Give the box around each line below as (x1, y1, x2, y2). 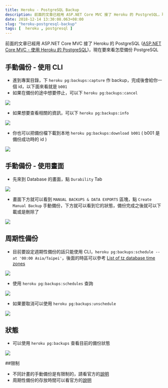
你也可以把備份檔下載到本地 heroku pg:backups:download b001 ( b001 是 (12, 130, 160, 136)
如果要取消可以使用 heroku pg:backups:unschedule (12, 300, 116, 307)
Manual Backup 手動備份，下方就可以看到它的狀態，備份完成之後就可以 (12, 202, 157, 209)
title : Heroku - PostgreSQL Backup (5, 7, 79, 13)
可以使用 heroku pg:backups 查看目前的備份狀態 (12, 340, 110, 346)
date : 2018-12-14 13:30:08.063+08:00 (5, 17, 84, 22)
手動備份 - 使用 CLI (5, 63, 63, 71)
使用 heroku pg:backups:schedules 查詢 (12, 280, 93, 286)
